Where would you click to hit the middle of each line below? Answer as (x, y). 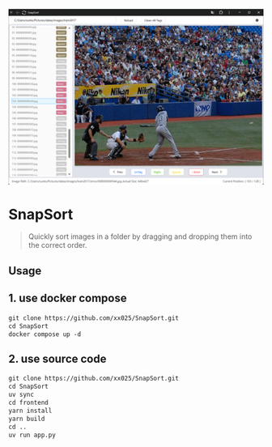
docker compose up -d (45, 334)
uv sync (21, 395)
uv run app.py (32, 435)
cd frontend (28, 403)
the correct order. (57, 245)
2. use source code (57, 359)
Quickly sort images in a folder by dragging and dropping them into (140, 236)
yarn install (30, 411)
